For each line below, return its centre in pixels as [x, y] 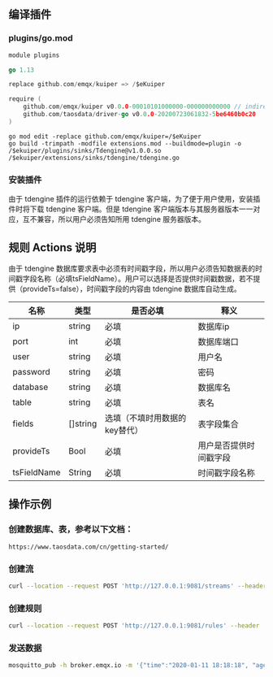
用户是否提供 [223, 445]
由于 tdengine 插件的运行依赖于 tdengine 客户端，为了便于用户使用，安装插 [134, 199]
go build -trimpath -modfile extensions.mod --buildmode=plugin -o [125, 143]
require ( [25, 99]
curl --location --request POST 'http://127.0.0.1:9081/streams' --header [138, 586]
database [30, 387]
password [31, 371]
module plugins [34, 55]
